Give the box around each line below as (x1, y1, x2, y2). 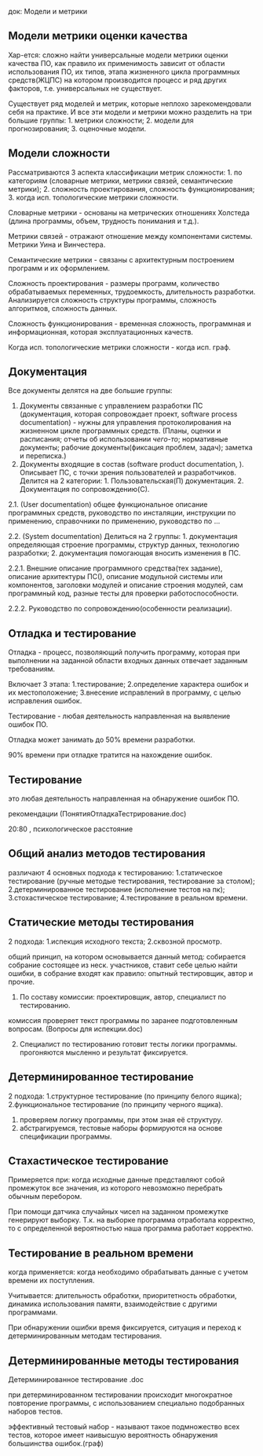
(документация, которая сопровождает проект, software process (19, 409, 238, 419)
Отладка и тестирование (8, 626, 137, 640)
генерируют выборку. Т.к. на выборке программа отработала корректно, (8, 1216, 256, 1225)
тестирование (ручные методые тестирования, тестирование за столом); (8, 876, 255, 886)
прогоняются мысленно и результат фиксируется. (19, 1047, 188, 1057)
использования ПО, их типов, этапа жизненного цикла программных (8, 67, 241, 76)
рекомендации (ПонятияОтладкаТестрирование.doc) (8, 809, 187, 819)
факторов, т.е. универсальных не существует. (8, 83, 163, 93)
